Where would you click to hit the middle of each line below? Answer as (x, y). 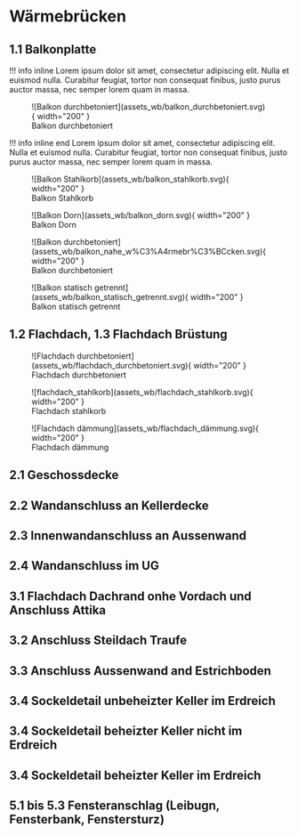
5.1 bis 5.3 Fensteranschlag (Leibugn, (114, 806)
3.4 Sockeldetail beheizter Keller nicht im (126, 731)
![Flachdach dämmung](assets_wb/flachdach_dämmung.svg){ (145, 428)
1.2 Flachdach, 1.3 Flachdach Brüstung (119, 334)
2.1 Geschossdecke (64, 475)
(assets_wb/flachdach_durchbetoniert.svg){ (112, 365)
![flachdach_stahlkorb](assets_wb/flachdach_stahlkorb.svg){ (142, 392)
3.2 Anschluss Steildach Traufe (98, 640)
